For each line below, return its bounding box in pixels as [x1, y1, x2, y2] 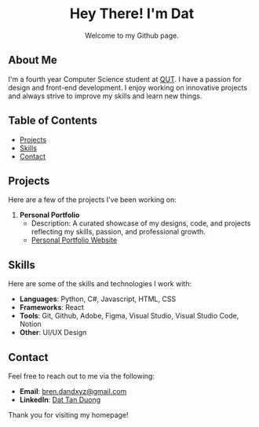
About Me [8, 53, 57, 67]
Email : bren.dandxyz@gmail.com [19, 387, 127, 396]
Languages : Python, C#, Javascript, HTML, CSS [19, 294, 177, 304]
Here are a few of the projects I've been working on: [8, 195, 177, 204]
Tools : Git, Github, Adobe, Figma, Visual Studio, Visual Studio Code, [19, 311, 239, 321]
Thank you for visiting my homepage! [8, 410, 129, 419]
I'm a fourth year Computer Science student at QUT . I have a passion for [8, 74, 242, 83]
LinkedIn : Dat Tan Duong [19, 395, 101, 404]
